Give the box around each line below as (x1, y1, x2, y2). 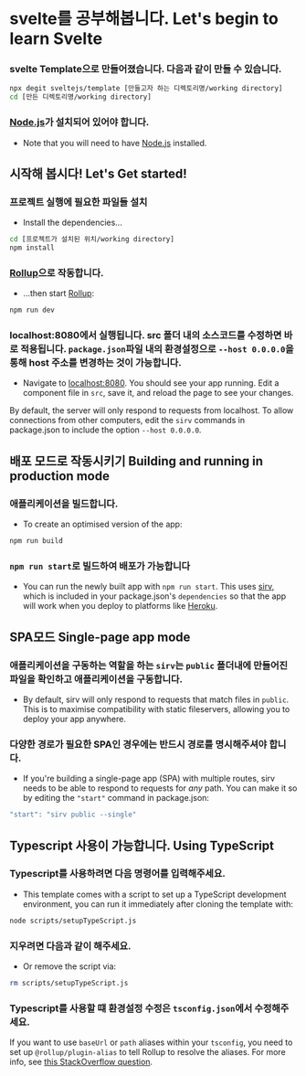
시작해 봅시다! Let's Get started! (9, 165, 187, 181)
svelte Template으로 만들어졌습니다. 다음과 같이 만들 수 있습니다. (9, 63, 282, 76)
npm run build (9, 537, 64, 546)
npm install (9, 243, 55, 252)
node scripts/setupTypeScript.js (9, 916, 137, 925)
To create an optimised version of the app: (22, 518, 183, 530)
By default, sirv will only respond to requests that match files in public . (22, 694, 290, 705)
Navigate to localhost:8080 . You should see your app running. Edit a (22, 378, 280, 389)
